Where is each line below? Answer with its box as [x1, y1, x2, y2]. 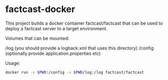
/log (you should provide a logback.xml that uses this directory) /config [5, 45, 154, 51]
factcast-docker [5, 4, 75, 15]
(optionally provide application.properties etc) [5, 50, 101, 56]
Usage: [5, 60, 20, 66]
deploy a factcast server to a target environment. [5, 25, 108, 31]
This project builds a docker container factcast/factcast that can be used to [5, 20, 163, 26]
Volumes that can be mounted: [5, 35, 70, 41]
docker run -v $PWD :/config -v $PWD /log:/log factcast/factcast [5, 69, 144, 75]
